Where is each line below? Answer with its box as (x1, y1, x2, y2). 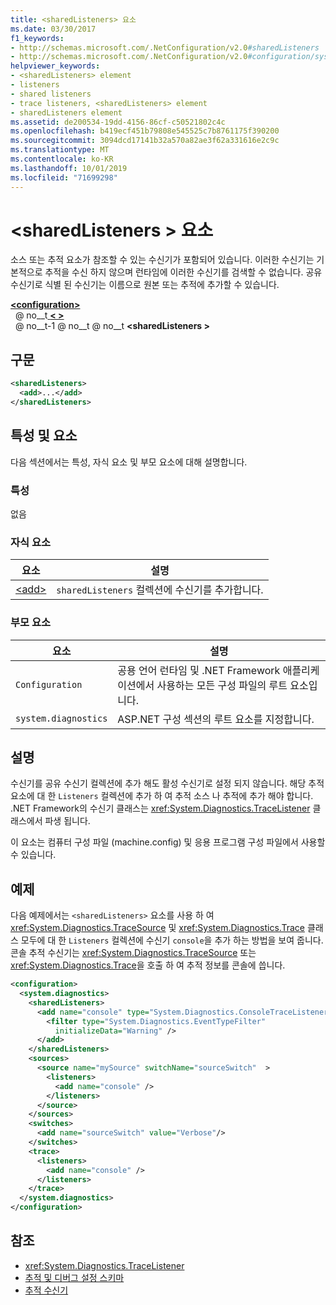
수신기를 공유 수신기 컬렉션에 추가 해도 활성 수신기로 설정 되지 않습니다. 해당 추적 (10, 777, 325, 790)
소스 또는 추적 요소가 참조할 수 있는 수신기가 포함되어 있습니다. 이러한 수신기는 (10, 254, 315, 266)
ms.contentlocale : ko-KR (10, 154, 114, 164)
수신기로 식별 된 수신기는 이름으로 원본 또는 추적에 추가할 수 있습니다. (10, 279, 280, 291)
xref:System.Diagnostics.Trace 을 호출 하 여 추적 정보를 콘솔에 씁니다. (10, 959, 286, 971)
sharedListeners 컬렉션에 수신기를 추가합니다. (56, 583, 264, 597)
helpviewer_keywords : (10, 61, 101, 71)
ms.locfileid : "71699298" (10, 172, 118, 183)
